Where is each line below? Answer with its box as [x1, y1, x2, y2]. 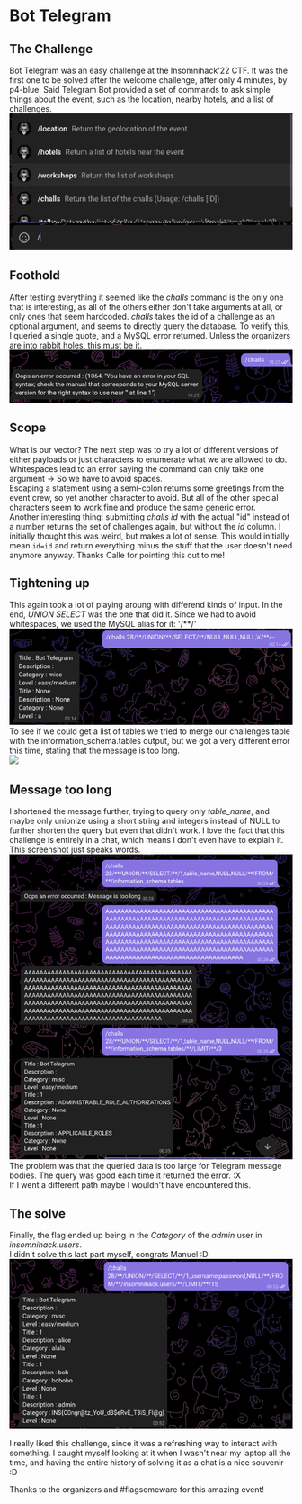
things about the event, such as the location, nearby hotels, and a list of [9, 94, 274, 104]
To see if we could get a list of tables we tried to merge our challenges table [9, 726, 290, 737]
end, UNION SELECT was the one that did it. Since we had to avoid [9, 609, 256, 620]
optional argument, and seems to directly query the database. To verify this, [9, 321, 290, 331]
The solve [9, 1206, 66, 1221]
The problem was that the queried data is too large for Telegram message [9, 1161, 282, 1172]
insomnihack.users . [9, 1239, 83, 1250]
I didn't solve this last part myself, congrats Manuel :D [9, 1249, 209, 1260]
